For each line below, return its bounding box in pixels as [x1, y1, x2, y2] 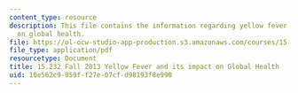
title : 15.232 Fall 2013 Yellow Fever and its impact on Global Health [9, 63, 279, 72]
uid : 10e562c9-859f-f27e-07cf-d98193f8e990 [9, 71, 173, 80]
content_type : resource [9, 12, 98, 22]
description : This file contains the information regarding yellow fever [9, 21, 288, 30]
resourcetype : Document [9, 54, 98, 63]
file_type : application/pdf [9, 46, 114, 55]
